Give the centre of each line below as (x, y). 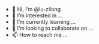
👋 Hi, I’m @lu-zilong (36, 9)
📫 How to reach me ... (40, 35)
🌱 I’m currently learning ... (44, 22)
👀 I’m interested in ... (37, 15)
